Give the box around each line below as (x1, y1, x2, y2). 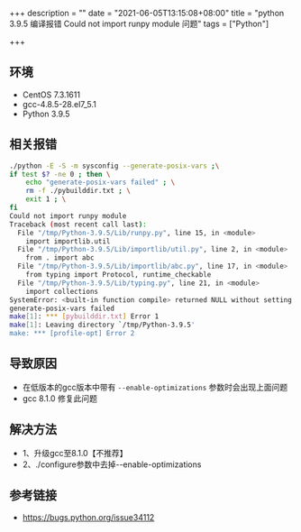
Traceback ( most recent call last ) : (9, 220, 147, 229)
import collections (25, 287, 99, 296)
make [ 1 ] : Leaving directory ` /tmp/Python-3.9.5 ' (9, 320, 196, 330)
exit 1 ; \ (25, 195, 67, 204)
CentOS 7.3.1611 (22, 89, 81, 100)
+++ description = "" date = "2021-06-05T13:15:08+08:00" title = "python (9, 8, 285, 18)
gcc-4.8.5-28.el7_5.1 (22, 98, 96, 109)
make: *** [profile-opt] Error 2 (9, 329, 135, 338)
